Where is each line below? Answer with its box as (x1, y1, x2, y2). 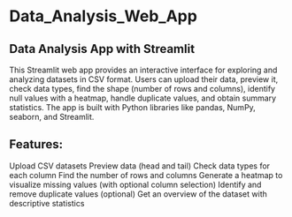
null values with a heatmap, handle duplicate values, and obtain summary (9, 93, 277, 103)
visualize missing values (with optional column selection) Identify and (9, 179, 262, 190)
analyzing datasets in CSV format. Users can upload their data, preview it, (9, 74, 279, 85)
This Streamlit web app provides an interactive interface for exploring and (9, 64, 278, 75)
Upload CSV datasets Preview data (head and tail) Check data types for (9, 161, 271, 171)
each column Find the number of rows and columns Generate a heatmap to (9, 169, 283, 180)
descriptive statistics (9, 198, 85, 208)
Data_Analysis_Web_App (9, 6, 197, 26)
